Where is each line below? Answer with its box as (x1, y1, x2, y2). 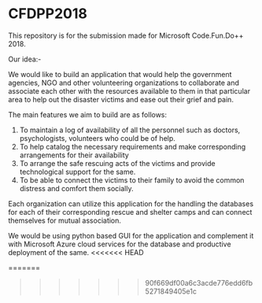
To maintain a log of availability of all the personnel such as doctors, (19, 125, 241, 135)
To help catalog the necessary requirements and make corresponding (19, 142, 246, 151)
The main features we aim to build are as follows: (8, 109, 168, 119)
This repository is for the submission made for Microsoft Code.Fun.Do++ (8, 31, 244, 40)
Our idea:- (8, 54, 42, 64)
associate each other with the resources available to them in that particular (8, 86, 250, 95)
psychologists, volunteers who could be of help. (19, 133, 175, 142)
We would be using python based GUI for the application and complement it (8, 231, 254, 240)
